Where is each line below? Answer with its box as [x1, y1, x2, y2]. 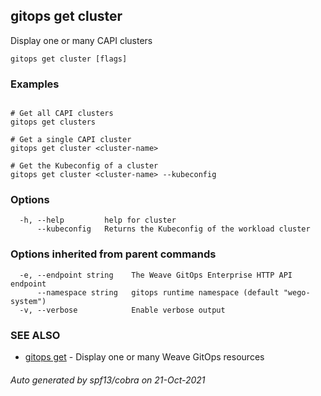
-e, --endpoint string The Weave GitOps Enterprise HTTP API [19, 270, 293, 280]
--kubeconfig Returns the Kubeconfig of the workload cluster [36, 224, 311, 234]
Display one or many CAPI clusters [10, 34, 153, 46]
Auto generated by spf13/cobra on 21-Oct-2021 [10, 374, 206, 386]
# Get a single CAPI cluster [10, 135, 132, 145]
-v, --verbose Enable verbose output [19, 305, 226, 315]
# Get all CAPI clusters [10, 109, 114, 119]
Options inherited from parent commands [10, 247, 217, 261]
